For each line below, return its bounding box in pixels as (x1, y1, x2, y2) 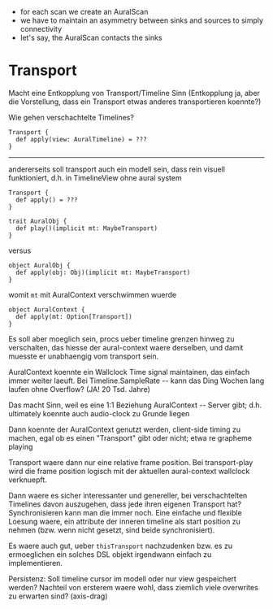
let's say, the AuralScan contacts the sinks (19, 33, 162, 42)
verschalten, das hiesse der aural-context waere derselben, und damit (8, 342, 244, 352)
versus (8, 246, 32, 255)
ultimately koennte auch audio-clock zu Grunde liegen (8, 408, 190, 418)
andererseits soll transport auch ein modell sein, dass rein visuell (8, 164, 226, 174)
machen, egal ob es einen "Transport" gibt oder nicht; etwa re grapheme (8, 433, 252, 442)
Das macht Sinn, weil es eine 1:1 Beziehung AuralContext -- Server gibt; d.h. (8, 400, 262, 410)
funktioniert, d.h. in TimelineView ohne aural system (8, 172, 182, 182)
